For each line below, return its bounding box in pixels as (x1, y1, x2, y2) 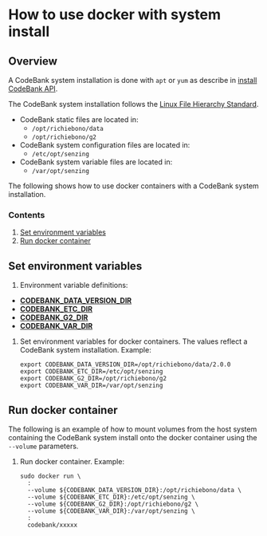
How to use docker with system (8, 6, 222, 24)
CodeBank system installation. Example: (19, 345, 151, 355)
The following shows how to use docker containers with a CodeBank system (8, 181, 259, 191)
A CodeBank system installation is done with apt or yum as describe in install (8, 76, 257, 85)
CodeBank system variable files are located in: (19, 157, 173, 167)
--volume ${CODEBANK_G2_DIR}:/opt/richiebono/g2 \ (27, 500, 199, 508)
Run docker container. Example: (19, 456, 125, 466)
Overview (8, 54, 58, 68)
